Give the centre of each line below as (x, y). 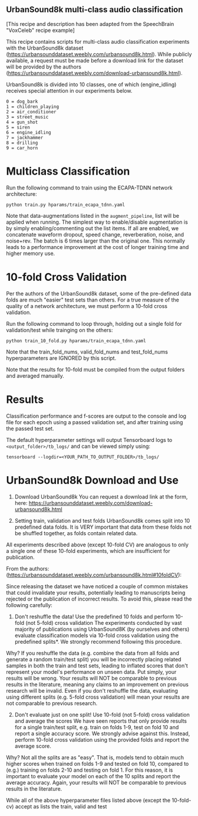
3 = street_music (27, 117)
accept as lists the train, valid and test (61, 806)
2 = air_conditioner (32, 112)
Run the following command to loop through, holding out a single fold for (94, 323)
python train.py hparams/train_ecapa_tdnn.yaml (66, 205)
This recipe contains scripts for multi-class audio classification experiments (98, 41)
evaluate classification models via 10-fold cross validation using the (96, 635)
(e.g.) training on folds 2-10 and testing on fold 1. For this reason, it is (90, 770)
